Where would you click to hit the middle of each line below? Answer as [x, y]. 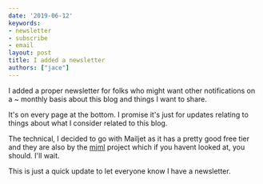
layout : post [30, 53]
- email [21, 46]
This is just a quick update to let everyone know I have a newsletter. [120, 171]
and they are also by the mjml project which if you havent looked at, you [127, 147]
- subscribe [28, 38]
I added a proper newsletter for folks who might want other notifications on [132, 90]
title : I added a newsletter [57, 61]
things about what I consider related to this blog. [88, 123]
